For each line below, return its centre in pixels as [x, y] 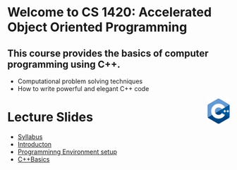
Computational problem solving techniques [80, 81]
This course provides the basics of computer [108, 53]
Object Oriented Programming [97, 27]
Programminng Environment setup [67, 152]
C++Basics [34, 159]
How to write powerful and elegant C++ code [83, 89]
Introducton [34, 144]
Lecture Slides [50, 117]
